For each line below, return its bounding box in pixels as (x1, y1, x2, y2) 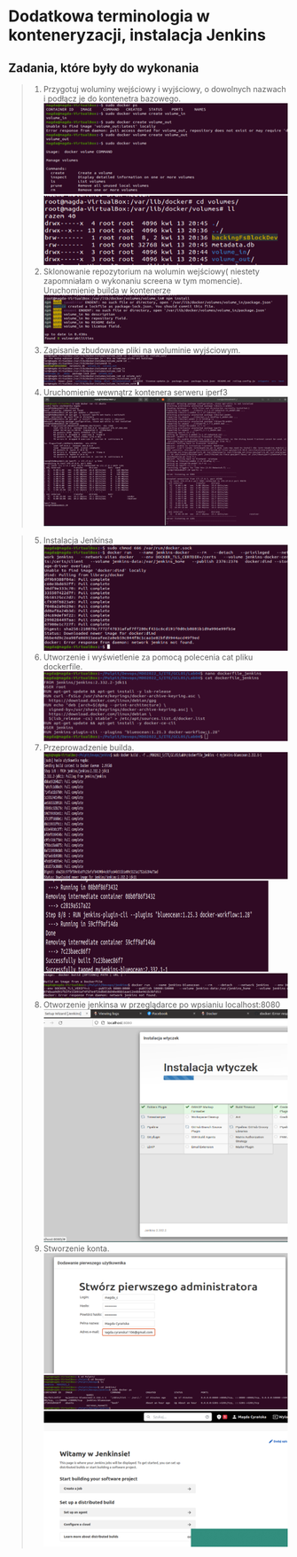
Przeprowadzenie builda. (43, 742, 135, 753)
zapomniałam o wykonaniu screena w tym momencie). (43, 276, 243, 286)
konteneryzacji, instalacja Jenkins (8, 25, 267, 45)
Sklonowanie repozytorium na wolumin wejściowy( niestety (43, 266, 261, 277)
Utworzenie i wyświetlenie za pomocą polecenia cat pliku (43, 652, 254, 662)
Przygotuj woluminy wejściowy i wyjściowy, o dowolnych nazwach (43, 84, 287, 94)
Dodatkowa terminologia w (8, 6, 210, 27)
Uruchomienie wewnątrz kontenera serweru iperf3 (43, 387, 228, 398)
